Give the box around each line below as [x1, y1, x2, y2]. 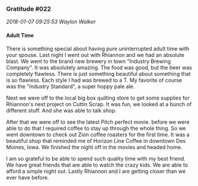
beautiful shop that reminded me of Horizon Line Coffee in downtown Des [6, 137, 186, 144]
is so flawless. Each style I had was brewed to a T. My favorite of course [6, 76, 182, 84]
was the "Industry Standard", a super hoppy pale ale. [6, 82, 135, 90]
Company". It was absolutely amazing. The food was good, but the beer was [6, 64, 192, 71]
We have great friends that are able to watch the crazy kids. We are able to [6, 161, 188, 168]
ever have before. [6, 174, 49, 181]
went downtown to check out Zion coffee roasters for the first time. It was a [6, 131, 190, 138]
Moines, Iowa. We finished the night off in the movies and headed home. [6, 143, 183, 150]
